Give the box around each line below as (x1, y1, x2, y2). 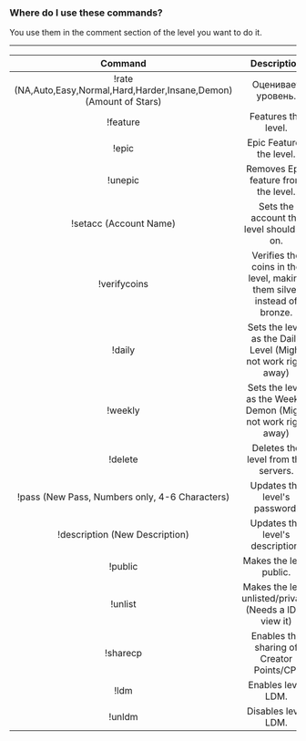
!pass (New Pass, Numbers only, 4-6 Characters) (16, 490, 230, 503)
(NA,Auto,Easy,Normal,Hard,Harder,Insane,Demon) (14, 84, 233, 97)
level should (244, 223, 296, 236)
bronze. (260, 306, 293, 319)
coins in (251, 261, 285, 273)
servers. (259, 465, 294, 478)
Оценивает (251, 78, 301, 91)
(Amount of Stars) (85, 96, 162, 108)
